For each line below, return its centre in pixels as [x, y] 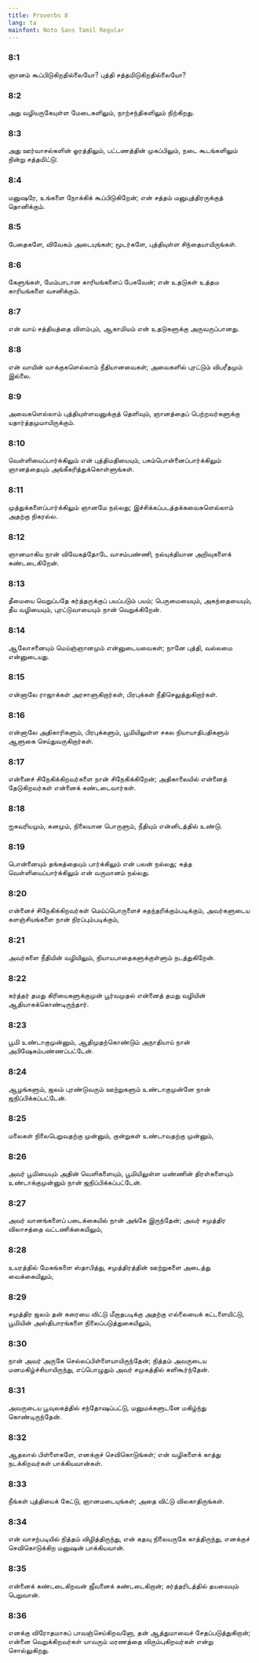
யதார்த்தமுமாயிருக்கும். [42, 423]
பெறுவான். [24, 1595]
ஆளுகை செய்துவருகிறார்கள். [51, 741]
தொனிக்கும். [27, 206]
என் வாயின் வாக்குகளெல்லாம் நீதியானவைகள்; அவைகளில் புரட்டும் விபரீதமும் [126, 367]
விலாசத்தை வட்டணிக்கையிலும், [56, 1229]
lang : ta [22, 23]
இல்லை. [20, 375]
